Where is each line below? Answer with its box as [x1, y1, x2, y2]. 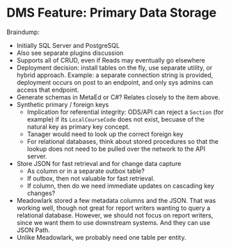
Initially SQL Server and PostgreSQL [16, 41, 120, 49]
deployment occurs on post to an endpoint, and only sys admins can [16, 78, 214, 86]
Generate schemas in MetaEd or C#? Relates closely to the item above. [16, 92, 221, 101]
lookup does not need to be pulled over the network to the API [26, 144, 206, 153]
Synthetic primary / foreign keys [16, 100, 109, 108]
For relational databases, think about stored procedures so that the [26, 137, 218, 145]
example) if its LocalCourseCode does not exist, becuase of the [26, 115, 205, 123]
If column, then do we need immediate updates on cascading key [26, 181, 215, 190]
